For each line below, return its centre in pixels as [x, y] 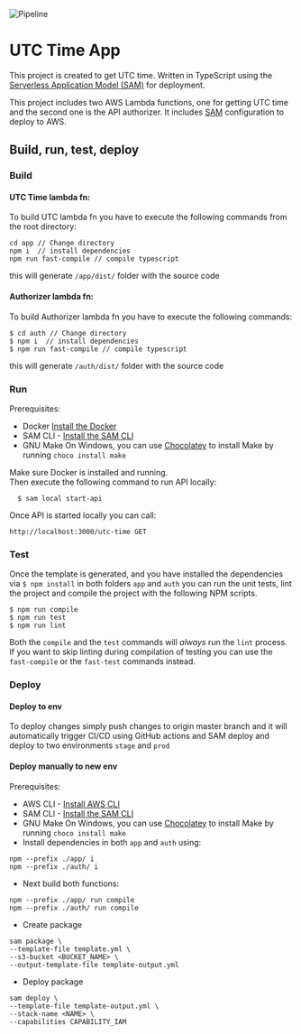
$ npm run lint [38, 626]
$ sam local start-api [60, 498]
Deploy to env [36, 706]
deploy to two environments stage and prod [90, 745]
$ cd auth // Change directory [68, 333]
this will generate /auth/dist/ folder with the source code [117, 365]
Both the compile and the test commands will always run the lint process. [149, 642]
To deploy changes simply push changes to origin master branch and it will [149, 726]
